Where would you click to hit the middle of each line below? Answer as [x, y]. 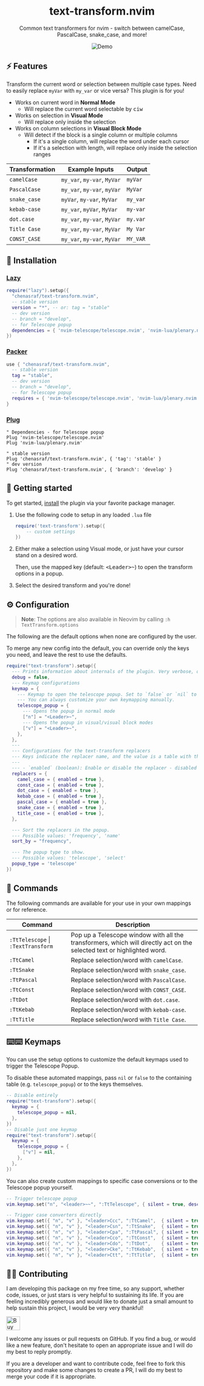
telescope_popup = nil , [47, 1113]
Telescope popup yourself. [40, 1187]
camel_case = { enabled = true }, [61, 779]
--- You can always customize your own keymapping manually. [96, 700]
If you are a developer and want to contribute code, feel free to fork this [96, 1363]
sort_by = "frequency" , [42, 841]
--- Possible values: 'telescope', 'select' [69, 858]
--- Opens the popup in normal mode [69, 712]
